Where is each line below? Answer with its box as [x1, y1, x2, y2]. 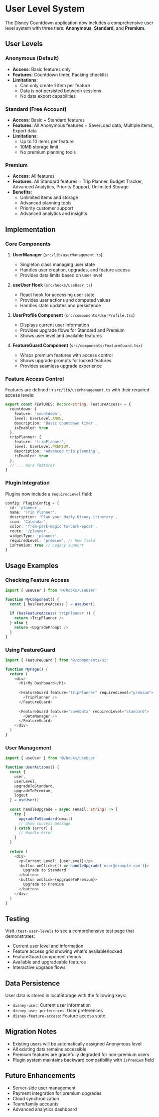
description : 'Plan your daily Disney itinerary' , [10, 515, 118, 520]
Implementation [5, 225, 56, 234]
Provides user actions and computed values [20, 297, 111, 303]
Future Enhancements [5, 1071, 76, 1080]
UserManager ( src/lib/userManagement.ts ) [12, 251, 103, 257]
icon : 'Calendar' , [10, 519, 49, 524]
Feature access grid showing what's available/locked [12, 948, 122, 954]
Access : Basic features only [12, 66, 71, 72]
